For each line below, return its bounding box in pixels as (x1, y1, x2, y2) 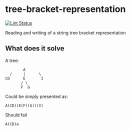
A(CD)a (5, 121, 19, 126)
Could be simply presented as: (5, 93, 68, 99)
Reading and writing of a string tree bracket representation (5, 29, 126, 35)
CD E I (5, 76, 43, 81)
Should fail (5, 111, 27, 118)
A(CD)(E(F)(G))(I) (5, 103, 43, 108)
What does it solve (5, 44, 64, 53)
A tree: (5, 57, 19, 63)
